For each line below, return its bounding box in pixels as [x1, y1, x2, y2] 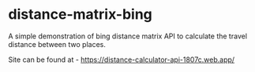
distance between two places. [8, 39, 107, 49]
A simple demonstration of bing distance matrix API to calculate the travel [8, 31, 247, 41]
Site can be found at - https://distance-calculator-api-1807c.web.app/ [8, 55, 235, 64]
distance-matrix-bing [8, 5, 152, 23]
